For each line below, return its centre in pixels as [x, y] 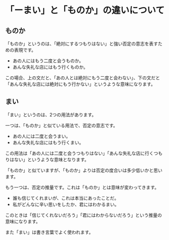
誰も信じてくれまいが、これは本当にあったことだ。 [66, 198]
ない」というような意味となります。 [52, 159]
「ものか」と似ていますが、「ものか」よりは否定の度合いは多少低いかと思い [84, 170]
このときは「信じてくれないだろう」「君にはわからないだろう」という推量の [83, 215]
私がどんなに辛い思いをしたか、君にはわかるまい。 [66, 204]
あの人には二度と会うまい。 [41, 136]
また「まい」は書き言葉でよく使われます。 [49, 232]
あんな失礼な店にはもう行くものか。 [50, 67]
